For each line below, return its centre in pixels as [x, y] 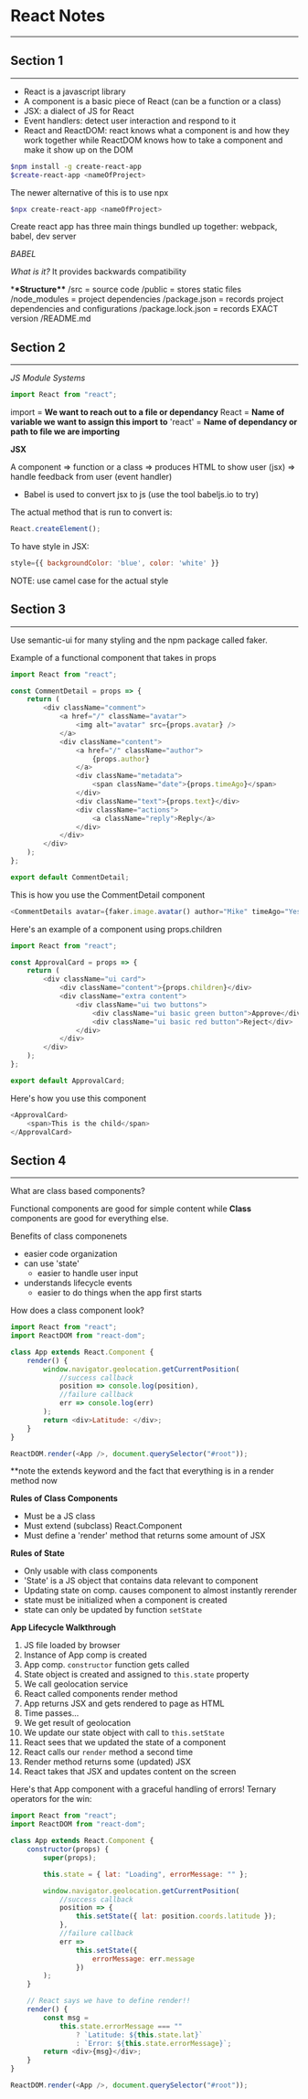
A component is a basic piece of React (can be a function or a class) [152, 101]
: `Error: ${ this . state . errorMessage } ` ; [154, 2043]
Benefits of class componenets [69, 1236]
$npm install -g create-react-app [76, 166]
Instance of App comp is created [85, 1655]
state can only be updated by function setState [113, 1610]
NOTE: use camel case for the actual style [90, 581]
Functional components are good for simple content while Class [131, 1209]
